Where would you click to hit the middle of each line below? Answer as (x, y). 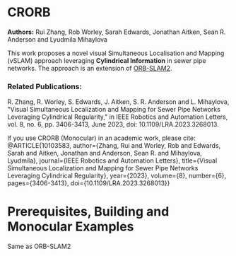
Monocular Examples (71, 227)
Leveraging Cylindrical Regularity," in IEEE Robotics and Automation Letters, (118, 117)
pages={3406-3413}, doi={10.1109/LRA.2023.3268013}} (89, 183)
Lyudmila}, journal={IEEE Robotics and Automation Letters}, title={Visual (112, 161)
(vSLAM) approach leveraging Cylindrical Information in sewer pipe (107, 60)
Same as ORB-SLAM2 (39, 246)
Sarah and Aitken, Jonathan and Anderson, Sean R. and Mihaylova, (105, 153)
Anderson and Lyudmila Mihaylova (58, 39)
